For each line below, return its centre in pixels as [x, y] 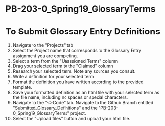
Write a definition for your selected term [53, 77]
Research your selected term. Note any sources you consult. [74, 71]
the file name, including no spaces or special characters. [70, 97]
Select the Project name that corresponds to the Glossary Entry [77, 51]
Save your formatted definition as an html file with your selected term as [86, 93]
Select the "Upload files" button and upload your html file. [71, 119]
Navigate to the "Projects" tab [43, 45]
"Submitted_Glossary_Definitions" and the [55, 108]
